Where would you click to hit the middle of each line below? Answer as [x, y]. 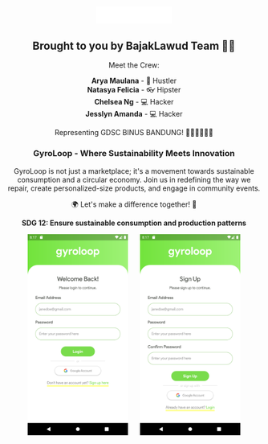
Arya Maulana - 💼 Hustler [134, 81]
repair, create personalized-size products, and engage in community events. [134, 188]
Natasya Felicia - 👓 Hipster [134, 90]
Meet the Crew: [134, 65]
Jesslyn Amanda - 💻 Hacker [134, 114]
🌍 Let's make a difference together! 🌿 [134, 204]
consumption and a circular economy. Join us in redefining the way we [134, 179]
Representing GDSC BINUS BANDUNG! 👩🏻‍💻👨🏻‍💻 [134, 133]
